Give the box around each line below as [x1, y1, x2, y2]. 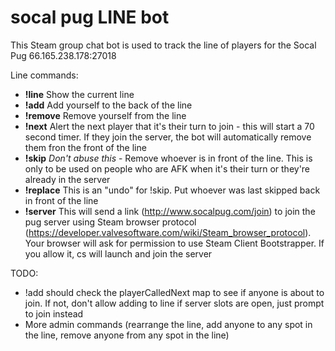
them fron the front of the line [24, 141, 147, 153]
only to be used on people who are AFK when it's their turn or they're [24, 162, 311, 175]
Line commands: [10, 69, 79, 81]
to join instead [24, 307, 84, 320]
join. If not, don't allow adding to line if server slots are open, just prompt [24, 297, 325, 309]
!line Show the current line [24, 88, 135, 100]
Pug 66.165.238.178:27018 [10, 49, 117, 61]
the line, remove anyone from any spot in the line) [24, 329, 230, 341]
